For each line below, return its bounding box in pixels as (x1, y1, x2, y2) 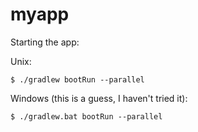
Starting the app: (10, 36, 80, 48)
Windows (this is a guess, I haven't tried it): (10, 92, 188, 104)
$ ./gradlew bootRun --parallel (10, 74, 145, 85)
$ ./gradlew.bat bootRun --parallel (10, 111, 163, 122)
